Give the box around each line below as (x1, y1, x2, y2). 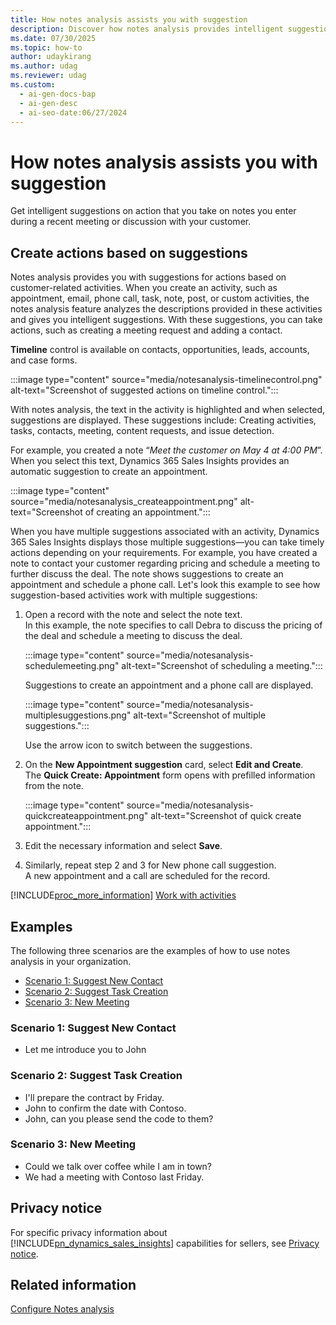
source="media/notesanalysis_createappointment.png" (10, 496, 238, 508)
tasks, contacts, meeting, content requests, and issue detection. (10, 425, 275, 437)
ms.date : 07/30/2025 (10, 33, 97, 43)
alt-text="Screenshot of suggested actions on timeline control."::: (10, 384, 279, 396)
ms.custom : (10, 80, 56, 90)
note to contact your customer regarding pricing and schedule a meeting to (10, 557, 321, 570)
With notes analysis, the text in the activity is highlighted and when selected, (10, 404, 326, 416)
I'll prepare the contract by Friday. (24, 1091, 165, 1103)
